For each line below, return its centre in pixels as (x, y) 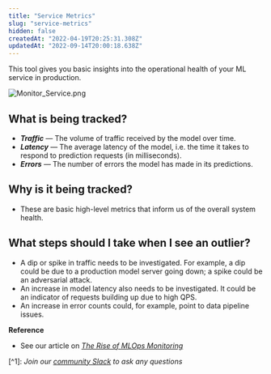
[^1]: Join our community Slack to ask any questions (95, 361)
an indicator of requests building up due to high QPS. (108, 297)
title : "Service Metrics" (52, 16)
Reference (26, 329)
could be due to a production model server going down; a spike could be (141, 271)
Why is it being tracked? (71, 190)
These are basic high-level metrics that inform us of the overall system (138, 209)
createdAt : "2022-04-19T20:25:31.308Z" (76, 38)
